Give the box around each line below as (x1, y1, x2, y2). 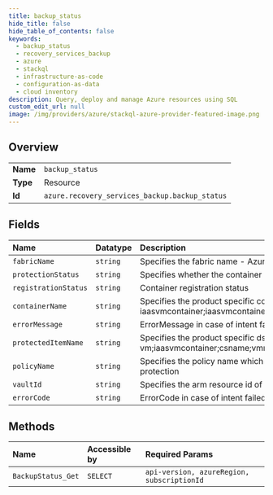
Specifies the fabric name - (139, 256, 245, 267)
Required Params (145, 449, 214, 460)
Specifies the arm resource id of (139, 379, 262, 390)
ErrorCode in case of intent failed (139, 392, 266, 403)
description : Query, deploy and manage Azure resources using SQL (8, 95, 238, 103)
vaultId (12, 379, 42, 389)
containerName (12, 301, 67, 310)
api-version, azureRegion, (145, 467, 250, 477)
